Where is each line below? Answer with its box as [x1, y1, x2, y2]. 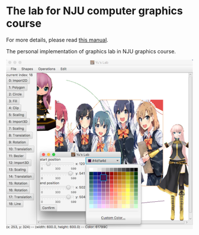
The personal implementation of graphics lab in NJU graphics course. [6, 47, 176, 54]
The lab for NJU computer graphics [6, 4, 183, 18]
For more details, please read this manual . [6, 36, 108, 43]
